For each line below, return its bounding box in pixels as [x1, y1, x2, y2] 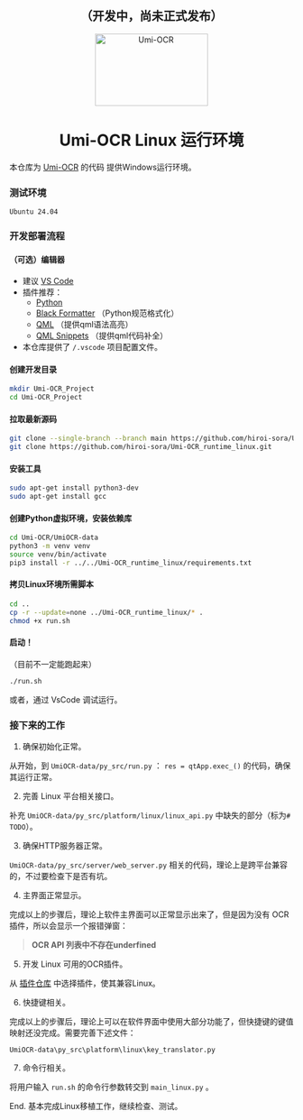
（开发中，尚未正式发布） [80, 8, 223, 24]
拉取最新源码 [9, 413, 57, 424]
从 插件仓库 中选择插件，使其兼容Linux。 [9, 978, 161, 988]
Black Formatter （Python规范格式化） [35, 308, 179, 318]
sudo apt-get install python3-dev [9, 483, 140, 493]
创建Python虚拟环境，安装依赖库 [9, 512, 133, 523]
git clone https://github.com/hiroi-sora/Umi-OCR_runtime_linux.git [9, 443, 272, 452]
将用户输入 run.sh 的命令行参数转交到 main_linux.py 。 [9, 1081, 214, 1092]
